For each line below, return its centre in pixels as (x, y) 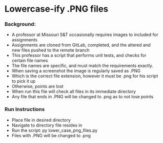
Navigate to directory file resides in (47, 125)
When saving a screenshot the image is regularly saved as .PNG (76, 71)
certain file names (30, 61)
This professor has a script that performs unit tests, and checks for (79, 55)
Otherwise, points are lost (38, 87)
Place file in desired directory (41, 120)
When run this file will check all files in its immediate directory (74, 91)
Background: (20, 24)
